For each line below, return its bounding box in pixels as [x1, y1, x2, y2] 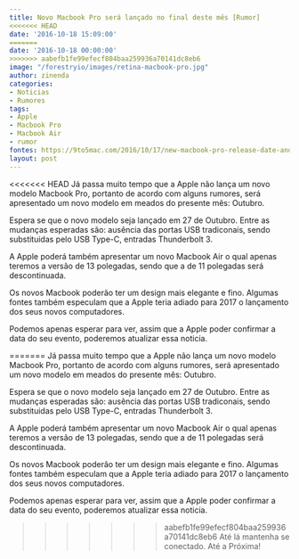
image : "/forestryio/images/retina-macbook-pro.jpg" [9, 63, 209, 72]
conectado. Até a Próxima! [164, 540, 261, 551]
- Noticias [9, 87, 50, 96]
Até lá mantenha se [219, 531, 290, 542]
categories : [9, 79, 53, 88]
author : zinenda [9, 71, 69, 80]
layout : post [9, 153, 58, 163]
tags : [9, 104, 29, 113]
